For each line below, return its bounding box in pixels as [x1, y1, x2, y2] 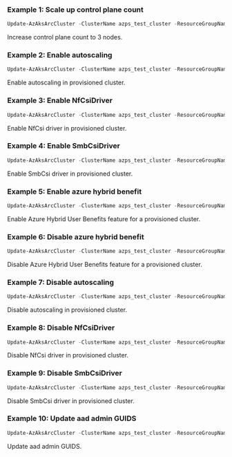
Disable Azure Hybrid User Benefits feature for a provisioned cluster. [7, 261, 202, 269]
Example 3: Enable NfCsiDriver [7, 95, 113, 105]
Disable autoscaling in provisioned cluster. [7, 306, 128, 314]
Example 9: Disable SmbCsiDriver [7, 369, 122, 378]
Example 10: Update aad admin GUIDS [7, 413, 137, 423]
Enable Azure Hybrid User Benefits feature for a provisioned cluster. [7, 214, 201, 223]
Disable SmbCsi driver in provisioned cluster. [7, 396, 135, 405]
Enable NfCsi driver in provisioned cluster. [7, 124, 127, 132]
